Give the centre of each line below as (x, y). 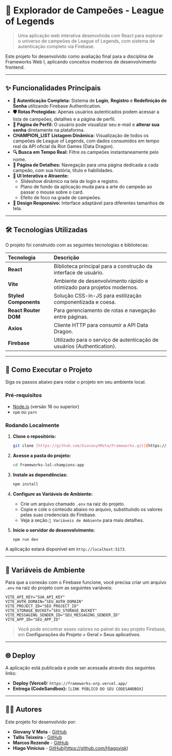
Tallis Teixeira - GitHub (37, 737)
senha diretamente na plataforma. (49, 130)
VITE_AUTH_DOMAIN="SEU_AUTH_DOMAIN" (44, 602)
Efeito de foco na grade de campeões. (61, 197)
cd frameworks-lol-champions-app (48, 465)
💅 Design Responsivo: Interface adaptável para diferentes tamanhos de (89, 203)
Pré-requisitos (24, 395)
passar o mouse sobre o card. (52, 192)
